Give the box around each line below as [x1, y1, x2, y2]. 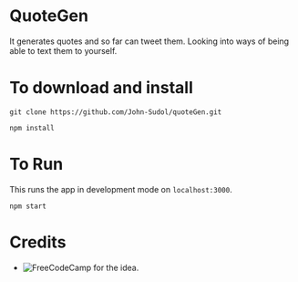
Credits [9, 232, 67, 252]
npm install [9, 123, 55, 132]
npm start [9, 202, 47, 211]
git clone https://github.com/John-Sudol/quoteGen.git [9, 107, 222, 117]
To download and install [9, 78, 194, 99]
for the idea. [93, 262, 139, 273]
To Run [9, 154, 64, 174]
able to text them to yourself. [9, 45, 118, 56]
